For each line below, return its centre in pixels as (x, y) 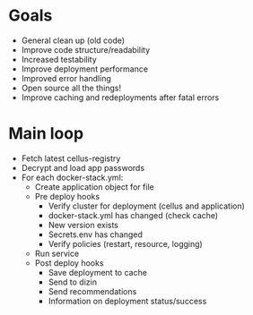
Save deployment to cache (97, 272)
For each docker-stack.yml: (72, 177)
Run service (57, 253)
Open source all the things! (71, 88)
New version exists (83, 225)
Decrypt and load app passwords (83, 167)
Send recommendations (92, 291)
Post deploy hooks (69, 263)
